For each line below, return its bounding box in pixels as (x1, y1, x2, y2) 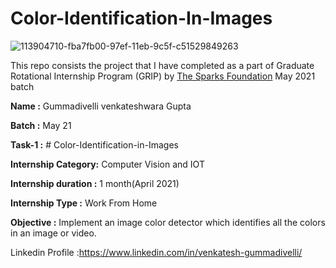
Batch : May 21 (10, 119, 72, 131)
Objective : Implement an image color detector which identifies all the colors (10, 216, 326, 228)
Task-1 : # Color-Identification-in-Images (10, 138, 179, 151)
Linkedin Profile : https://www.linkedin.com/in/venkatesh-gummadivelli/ (10, 246, 303, 258)
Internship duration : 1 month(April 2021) (10, 177, 180, 189)
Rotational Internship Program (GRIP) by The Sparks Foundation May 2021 (10, 70, 316, 82)
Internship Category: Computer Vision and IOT (10, 158, 205, 170)
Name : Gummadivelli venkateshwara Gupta (10, 100, 192, 112)
